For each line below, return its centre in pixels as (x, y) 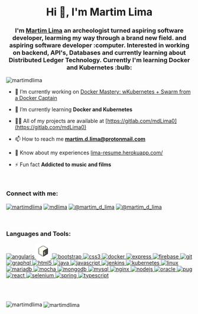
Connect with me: (32, 193)
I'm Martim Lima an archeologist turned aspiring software (99, 31)
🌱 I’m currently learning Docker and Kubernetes (74, 109)
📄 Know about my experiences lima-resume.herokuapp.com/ (89, 153)
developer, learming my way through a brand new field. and (99, 38)
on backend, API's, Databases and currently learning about (99, 53)
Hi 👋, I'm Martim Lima (99, 12)
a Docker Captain (36, 98)
